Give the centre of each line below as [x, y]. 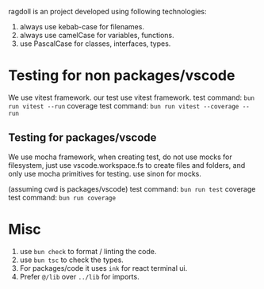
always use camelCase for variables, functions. [97, 35]
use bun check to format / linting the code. [88, 251]
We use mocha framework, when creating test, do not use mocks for [120, 157]
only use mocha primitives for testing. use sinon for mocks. [105, 173]
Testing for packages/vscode [82, 138]
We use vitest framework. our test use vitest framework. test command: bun [132, 97]
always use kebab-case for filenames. [82, 27]
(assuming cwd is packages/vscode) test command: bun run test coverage [132, 188]
